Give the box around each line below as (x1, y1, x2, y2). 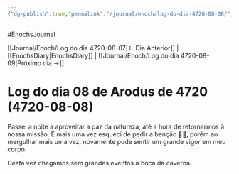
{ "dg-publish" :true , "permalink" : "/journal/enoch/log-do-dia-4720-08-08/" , (7, 10, 234, 18)
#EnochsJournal (7, 30, 55, 38)
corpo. (7, 145, 27, 153)
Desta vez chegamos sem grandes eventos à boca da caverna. (7, 158, 192, 167)
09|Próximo (7, 58, 41, 67)
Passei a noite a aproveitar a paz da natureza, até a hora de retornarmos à (7, 122, 225, 131)
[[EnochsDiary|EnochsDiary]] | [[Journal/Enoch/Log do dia (7, 51, 179, 60)
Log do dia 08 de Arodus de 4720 (7, 83, 208, 99)
